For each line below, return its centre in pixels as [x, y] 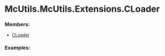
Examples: [18, 48]
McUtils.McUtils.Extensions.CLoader [82, 9]
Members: [17, 25]
